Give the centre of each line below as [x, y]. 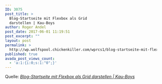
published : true [21, 54]
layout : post [18, 41]
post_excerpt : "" [22, 36]
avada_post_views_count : [30, 59]
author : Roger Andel [26, 27]
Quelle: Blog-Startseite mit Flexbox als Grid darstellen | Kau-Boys [70, 77]
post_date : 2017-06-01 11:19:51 [37, 32]
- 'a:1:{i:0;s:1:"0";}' [33, 63]
